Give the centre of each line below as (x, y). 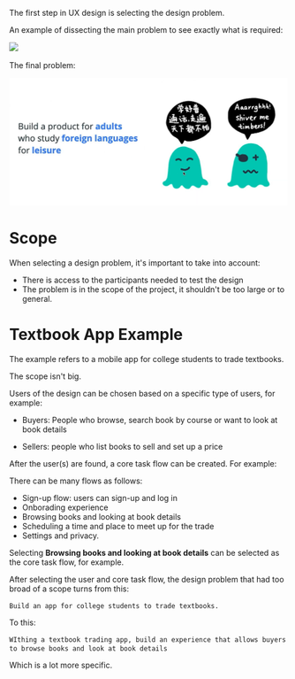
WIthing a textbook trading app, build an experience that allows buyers (148, 640)
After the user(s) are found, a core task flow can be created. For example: (143, 463)
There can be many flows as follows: (76, 481)
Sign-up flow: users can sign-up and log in (100, 498)
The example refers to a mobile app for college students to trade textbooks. (147, 359)
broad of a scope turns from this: (69, 589)
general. (37, 298)
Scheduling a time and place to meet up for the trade (118, 526)
